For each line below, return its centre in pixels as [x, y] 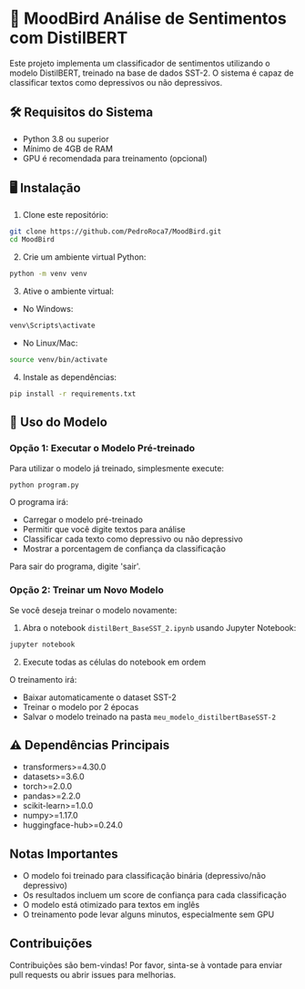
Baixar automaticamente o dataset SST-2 [99, 697]
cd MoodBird [32, 240]
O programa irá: [39, 502]
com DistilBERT [69, 38]
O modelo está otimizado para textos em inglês [111, 905]
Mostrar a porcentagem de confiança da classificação [124, 549]
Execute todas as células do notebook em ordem [114, 662]
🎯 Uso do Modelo [58, 422]
